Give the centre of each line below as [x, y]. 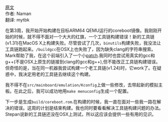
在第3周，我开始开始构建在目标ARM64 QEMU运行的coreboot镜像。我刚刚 [81, 30]
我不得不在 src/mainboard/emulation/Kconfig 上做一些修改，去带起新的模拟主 [84, 85]
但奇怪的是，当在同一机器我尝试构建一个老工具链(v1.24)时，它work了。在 [81, 68]
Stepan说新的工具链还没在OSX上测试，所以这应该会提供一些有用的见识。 [81, 114]
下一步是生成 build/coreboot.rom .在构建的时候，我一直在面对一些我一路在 [81, 102]
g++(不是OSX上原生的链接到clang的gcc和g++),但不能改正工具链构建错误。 [83, 62]
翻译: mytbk [17, 20]
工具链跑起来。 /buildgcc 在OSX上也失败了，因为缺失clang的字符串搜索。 [80, 49]
